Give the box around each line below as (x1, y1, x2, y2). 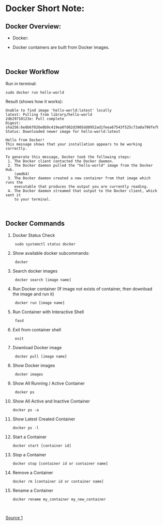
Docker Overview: (5, 22, 61, 31)
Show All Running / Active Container (12, 380, 85, 386)
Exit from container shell (12, 326, 61, 332)
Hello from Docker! (5, 138, 45, 142)
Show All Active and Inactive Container (12, 398, 90, 404)
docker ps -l (12, 425, 39, 430)
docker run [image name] (15, 300, 65, 305)
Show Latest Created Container (12, 416, 75, 422)
